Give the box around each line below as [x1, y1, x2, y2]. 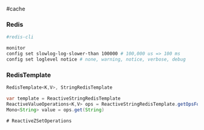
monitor [6, 45, 26, 51]
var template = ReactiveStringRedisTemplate [6, 95, 121, 101]
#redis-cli [6, 34, 34, 40]
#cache [6, 5, 25, 12]
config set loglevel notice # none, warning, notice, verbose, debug [6, 56, 186, 63]
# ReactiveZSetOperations [6, 118, 72, 124]
